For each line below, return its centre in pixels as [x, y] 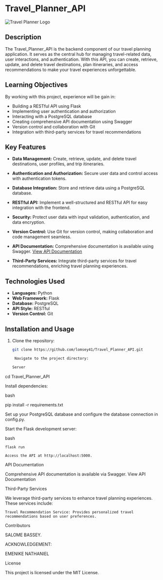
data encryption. [28, 222]
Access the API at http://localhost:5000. [49, 456]
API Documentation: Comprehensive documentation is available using [83, 246]
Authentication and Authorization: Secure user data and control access [85, 174]
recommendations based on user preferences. [51, 516]
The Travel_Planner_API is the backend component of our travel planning [78, 49]
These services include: [29, 503]
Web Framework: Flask [36, 298]
